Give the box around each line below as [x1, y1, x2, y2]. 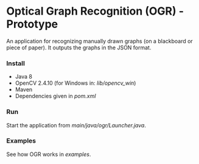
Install [6, 59, 26, 68]
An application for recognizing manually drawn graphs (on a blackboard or [6, 37, 193, 45]
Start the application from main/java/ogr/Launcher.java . [6, 121, 146, 129]
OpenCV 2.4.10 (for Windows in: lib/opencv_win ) [15, 79, 136, 87]
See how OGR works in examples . [6, 151, 91, 158]
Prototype [6, 17, 58, 31]
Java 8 [15, 73, 32, 80]
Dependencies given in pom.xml [15, 93, 96, 100]
